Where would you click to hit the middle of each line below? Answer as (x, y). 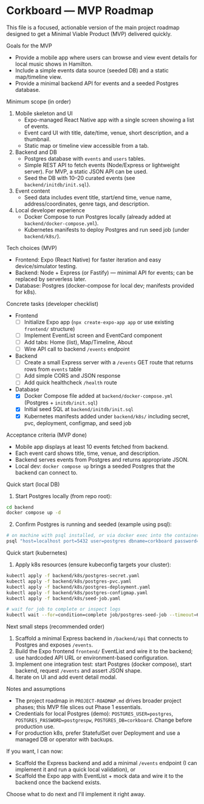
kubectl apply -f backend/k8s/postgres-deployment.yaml (78, 587)
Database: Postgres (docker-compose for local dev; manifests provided (104, 285)
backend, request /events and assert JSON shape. (78, 671)
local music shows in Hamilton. (54, 64)
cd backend (20, 507)
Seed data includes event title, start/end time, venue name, (98, 197)
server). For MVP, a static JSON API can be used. (86, 172)
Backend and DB (36, 152)
